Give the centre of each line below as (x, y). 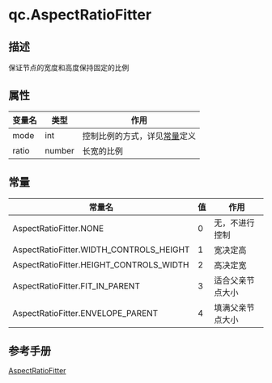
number (60, 150)
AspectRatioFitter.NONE (58, 228)
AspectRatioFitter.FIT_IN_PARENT (76, 286)
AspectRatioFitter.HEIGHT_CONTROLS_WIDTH (101, 264)
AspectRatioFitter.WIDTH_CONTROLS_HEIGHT (101, 250)
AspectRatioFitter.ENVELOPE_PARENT (85, 313)
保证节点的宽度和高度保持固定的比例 (69, 67)
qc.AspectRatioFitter (80, 15)
